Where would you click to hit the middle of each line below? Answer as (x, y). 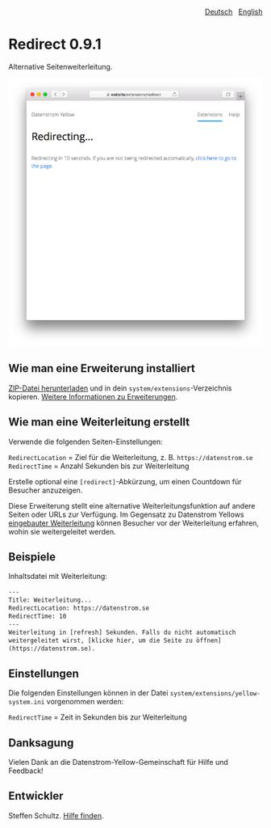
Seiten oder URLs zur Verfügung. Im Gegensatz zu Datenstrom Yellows (126, 514)
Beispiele (32, 557)
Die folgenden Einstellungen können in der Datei (88, 693)
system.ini (27, 703)
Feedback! (26, 771)
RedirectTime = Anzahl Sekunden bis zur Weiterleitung (99, 466)
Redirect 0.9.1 (55, 44)
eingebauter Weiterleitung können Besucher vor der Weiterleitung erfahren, (134, 523)
